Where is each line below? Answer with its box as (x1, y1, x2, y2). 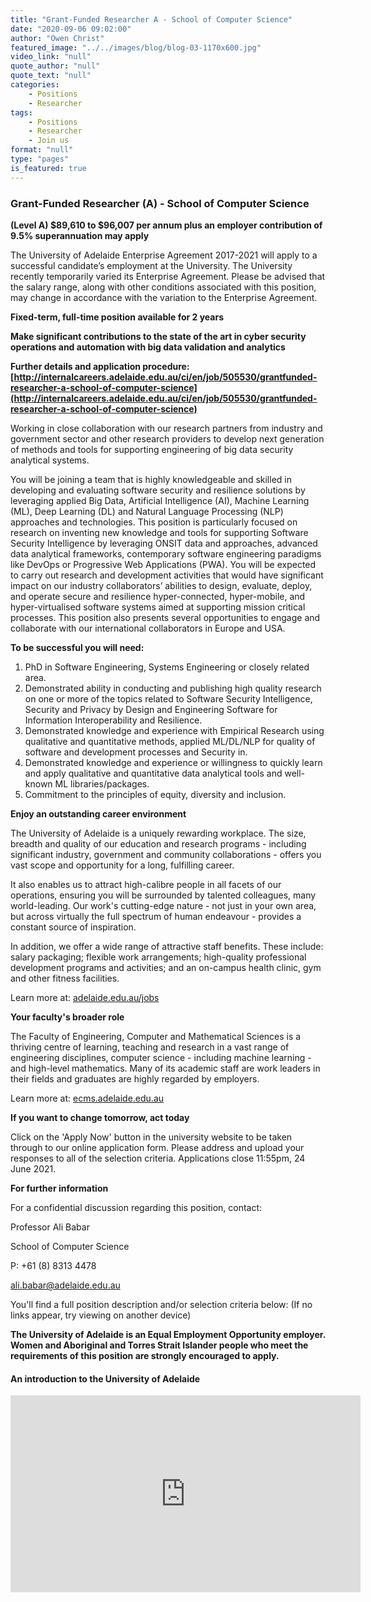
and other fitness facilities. (10, 972, 120, 984)
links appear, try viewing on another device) (10, 1309, 192, 1321)
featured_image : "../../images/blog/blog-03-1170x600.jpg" (10, 42, 262, 53)
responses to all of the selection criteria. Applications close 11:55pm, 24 (10, 1152, 306, 1164)
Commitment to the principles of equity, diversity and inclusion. (24, 788, 287, 800)
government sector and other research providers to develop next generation (10, 432, 325, 445)
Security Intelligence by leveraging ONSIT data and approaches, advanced (10, 537, 318, 549)
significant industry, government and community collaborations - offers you (10, 848, 322, 860)
